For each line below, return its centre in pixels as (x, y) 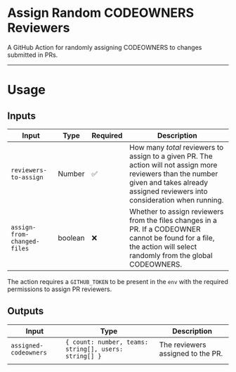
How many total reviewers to (177, 147)
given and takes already (169, 182)
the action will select (163, 246)
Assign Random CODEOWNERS (101, 13)
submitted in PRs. (33, 55)
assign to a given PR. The (171, 156)
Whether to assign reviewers (177, 211)
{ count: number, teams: (107, 342)
